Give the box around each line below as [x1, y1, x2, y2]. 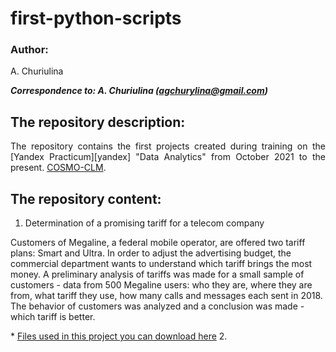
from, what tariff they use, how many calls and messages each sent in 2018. [10, 290, 323, 302]
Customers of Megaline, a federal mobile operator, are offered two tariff [10, 237, 306, 249]
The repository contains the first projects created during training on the [10, 140, 326, 152]
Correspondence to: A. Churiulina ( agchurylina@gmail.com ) [10, 85, 268, 97]
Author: [10, 43, 49, 57]
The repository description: [10, 113, 186, 131]
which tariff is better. [10, 311, 96, 323]
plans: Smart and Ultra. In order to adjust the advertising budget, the [10, 247, 292, 259]
